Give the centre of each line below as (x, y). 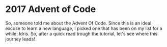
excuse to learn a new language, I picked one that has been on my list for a (84, 28)
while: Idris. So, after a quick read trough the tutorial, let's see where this (81, 33)
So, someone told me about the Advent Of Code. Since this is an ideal (78, 23)
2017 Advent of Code (51, 9)
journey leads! (20, 39)
